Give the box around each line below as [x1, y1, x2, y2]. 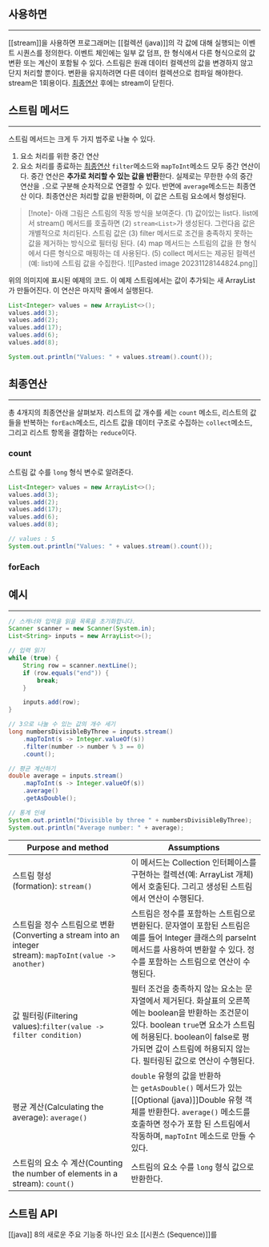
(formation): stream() [12, 880, 93, 891]
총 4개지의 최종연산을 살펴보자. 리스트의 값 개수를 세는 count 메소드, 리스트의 [8, 407, 248, 417]
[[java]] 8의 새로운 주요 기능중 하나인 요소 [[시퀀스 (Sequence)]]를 [8, 1229, 218, 1240]
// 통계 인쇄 [8, 809, 46, 817]
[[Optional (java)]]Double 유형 [130, 1094, 243, 1105]
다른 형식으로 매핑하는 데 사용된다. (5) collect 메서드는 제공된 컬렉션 [42, 248, 256, 258]
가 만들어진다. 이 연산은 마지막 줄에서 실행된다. [8, 285, 154, 295]
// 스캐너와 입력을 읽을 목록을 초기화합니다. [8, 617, 136, 625]
